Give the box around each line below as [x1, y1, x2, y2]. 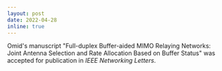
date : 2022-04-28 [7, 17, 57, 23]
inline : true [7, 23, 45, 30]
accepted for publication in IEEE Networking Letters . [7, 57, 156, 65]
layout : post [7, 10, 45, 17]
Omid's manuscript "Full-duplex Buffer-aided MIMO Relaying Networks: [7, 42, 211, 50]
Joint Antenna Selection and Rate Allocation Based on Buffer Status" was [7, 49, 216, 57]
